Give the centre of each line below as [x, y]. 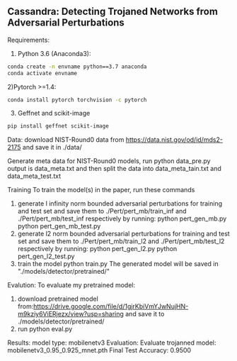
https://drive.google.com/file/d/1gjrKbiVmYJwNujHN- [111, 306]
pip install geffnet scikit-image [58, 126]
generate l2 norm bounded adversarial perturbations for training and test [123, 234]
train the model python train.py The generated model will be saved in [118, 264]
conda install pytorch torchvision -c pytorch [77, 100]
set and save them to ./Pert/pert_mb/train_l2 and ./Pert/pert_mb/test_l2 [121, 241]
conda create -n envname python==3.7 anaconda [77, 67]
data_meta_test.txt [34, 176]
